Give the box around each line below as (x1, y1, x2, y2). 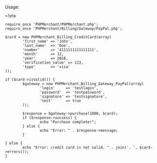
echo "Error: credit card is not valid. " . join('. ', (22, 145, 138, 150)
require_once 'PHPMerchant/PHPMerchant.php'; (5, 22, 98, 27)
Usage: (5, 4, 19, 10)
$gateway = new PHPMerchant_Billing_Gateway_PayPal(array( (22, 81, 144, 86)
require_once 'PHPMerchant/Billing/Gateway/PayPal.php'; (5, 26, 123, 31)
